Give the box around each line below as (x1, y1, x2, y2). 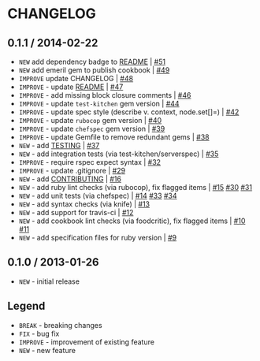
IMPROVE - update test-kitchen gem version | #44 (18, 99, 180, 108)
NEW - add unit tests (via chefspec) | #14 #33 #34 (18, 191, 178, 200)
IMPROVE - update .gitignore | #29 (18, 166, 126, 175)
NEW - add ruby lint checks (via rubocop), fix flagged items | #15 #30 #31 (18, 183, 253, 192)
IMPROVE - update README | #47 (18, 82, 124, 91)
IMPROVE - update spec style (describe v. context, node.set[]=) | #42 (18, 107, 240, 117)
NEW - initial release (18, 277, 80, 286)
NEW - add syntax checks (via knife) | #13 (18, 199, 150, 209)
